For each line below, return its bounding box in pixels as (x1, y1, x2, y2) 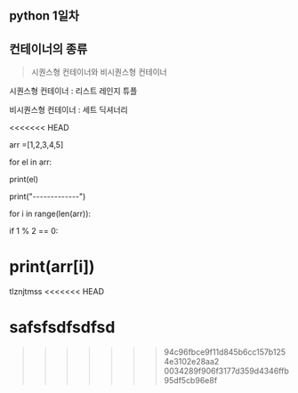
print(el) (9, 174, 38, 185)
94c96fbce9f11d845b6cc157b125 (164, 347, 286, 357)
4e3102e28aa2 (164, 357, 220, 367)
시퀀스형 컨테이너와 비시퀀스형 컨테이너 (30, 67, 167, 77)
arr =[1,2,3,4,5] (9, 140, 64, 150)
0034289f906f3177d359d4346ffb (164, 365, 289, 376)
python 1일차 (9, 8, 80, 24)
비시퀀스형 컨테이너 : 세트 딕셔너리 (9, 105, 128, 116)
